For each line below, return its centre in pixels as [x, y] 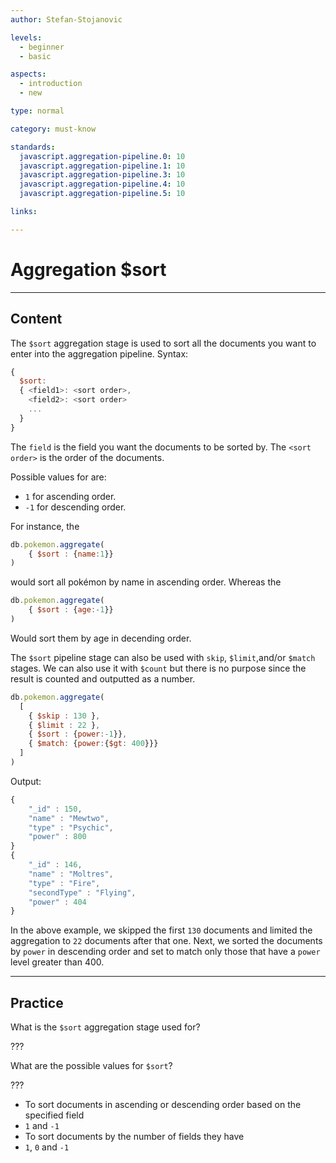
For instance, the [45, 526]
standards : [33, 147]
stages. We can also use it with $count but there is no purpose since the [158, 668]
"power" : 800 [57, 837]
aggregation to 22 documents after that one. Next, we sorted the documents [166, 941]
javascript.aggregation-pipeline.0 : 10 [102, 156]
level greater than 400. [57, 962]
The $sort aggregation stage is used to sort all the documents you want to [163, 343]
